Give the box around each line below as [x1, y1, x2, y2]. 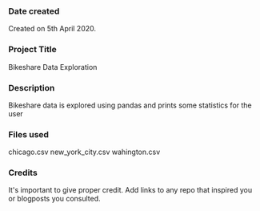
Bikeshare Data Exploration [8, 62, 98, 71]
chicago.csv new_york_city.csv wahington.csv [8, 147, 161, 157]
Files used [8, 128, 50, 140]
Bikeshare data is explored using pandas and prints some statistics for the [8, 100, 252, 110]
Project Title [8, 44, 58, 55]
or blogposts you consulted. [8, 194, 102, 204]
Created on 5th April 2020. [8, 24, 97, 34]
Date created [8, 6, 60, 17]
